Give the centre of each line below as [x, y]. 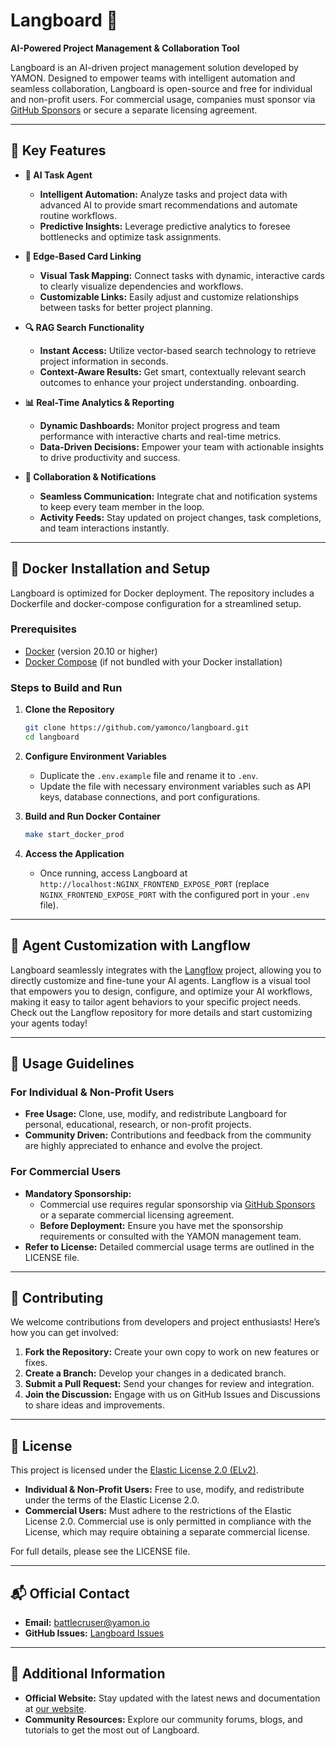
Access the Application [74, 853]
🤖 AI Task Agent [58, 175]
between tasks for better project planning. [126, 307]
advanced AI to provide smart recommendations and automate [168, 205]
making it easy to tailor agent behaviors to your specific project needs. [156, 1001]
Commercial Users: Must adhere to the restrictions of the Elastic [158, 1511]
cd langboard [52, 737]
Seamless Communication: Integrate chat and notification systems [178, 496]
